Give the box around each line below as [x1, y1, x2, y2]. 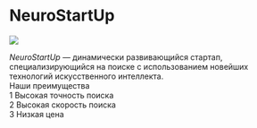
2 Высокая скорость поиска [9, 99, 116, 110]
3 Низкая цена [9, 108, 64, 119]
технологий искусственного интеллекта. [9, 71, 164, 81]
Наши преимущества [9, 80, 90, 90]
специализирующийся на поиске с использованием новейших [9, 61, 249, 72]
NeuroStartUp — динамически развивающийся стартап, [9, 51, 223, 63]
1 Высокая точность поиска [9, 90, 114, 100]
